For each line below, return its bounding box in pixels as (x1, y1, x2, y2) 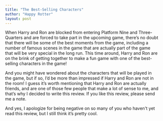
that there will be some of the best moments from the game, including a (5, 40, 148, 46)
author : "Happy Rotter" (5, 12, 54, 17)
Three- (138, 30, 152, 36)
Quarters (5, 35, 23, 40)
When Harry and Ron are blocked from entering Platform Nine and (5, 30, 138, 36)
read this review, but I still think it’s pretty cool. (5, 111, 98, 117)
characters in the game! (19, 60, 67, 66)
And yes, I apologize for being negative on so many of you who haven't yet (5, 105, 155, 111)
